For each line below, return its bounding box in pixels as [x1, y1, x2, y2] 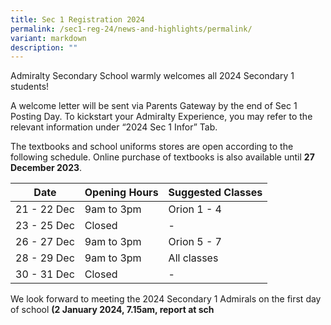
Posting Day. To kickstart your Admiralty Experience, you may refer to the [10, 111, 313, 123]
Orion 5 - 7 [168, 235, 222, 249]
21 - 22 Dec [15, 202, 75, 216]
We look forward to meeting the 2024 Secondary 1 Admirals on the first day [10, 293, 322, 305]
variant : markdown [10, 33, 87, 43]
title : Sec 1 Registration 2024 [10, 14, 145, 25]
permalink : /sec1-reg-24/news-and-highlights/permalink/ [10, 24, 253, 34]
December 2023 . [10, 162, 83, 174]
